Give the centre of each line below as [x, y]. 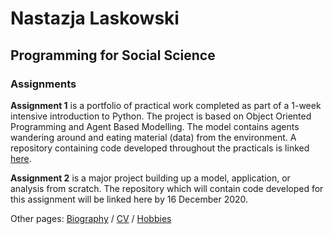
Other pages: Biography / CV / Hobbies [91, 218]
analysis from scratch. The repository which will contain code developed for [167, 188]
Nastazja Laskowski [95, 18]
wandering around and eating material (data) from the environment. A [153, 137]
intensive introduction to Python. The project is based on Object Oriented [161, 116]
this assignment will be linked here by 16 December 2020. [129, 199]
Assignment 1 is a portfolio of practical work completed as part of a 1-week [166, 105]
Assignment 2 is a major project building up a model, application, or [150, 178]
